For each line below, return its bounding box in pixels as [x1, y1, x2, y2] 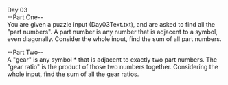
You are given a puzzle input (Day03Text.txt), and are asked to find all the [7, 21, 215, 28]
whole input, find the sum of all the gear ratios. [7, 70, 139, 78]
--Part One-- [7, 13, 43, 21]
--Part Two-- [7, 48, 44, 56]
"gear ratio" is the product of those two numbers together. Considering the [7, 63, 218, 71]
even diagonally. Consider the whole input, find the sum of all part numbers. [7, 35, 222, 43]
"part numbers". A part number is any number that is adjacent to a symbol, [7, 27, 218, 36]
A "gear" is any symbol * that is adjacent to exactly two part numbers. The [7, 56, 218, 64]
